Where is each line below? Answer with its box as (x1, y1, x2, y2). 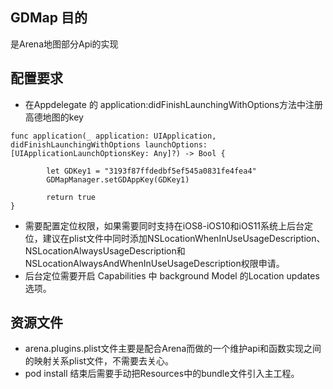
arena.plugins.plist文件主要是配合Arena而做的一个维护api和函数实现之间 (24, 343, 322, 355)
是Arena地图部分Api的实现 (10, 38, 119, 50)
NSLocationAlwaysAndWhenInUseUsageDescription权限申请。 (24, 257, 285, 269)
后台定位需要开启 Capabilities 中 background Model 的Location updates (24, 269, 320, 282)
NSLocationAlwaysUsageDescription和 (24, 244, 186, 257)
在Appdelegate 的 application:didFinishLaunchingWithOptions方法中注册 (24, 98, 323, 110)
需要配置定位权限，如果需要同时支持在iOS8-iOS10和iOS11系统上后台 (24, 219, 305, 232)
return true (46, 192, 97, 202)
